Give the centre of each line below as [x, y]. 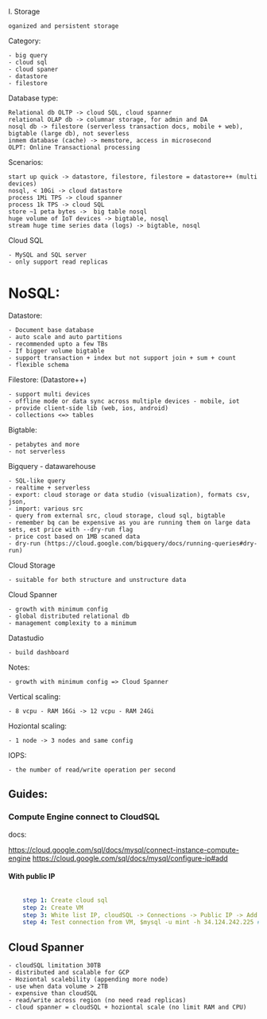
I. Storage [24, 12]
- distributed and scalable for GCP [69, 973]
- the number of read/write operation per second [92, 770]
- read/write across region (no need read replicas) [97, 1001]
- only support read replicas [58, 262]
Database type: [33, 98]
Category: [25, 41]
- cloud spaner [33, 69]
